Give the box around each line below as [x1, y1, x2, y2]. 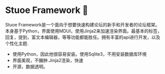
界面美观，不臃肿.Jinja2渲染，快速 [12, 57, 83, 63]
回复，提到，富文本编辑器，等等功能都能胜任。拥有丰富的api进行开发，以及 [5, 34, 160, 40]
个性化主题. [5, 40, 29, 46]
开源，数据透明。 [12, 63, 48, 69]
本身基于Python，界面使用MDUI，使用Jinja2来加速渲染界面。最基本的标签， [5, 27, 162, 34]
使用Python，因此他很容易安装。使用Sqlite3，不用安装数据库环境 [12, 51, 146, 57]
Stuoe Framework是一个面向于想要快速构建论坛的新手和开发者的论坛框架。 [5, 21, 160, 27]
